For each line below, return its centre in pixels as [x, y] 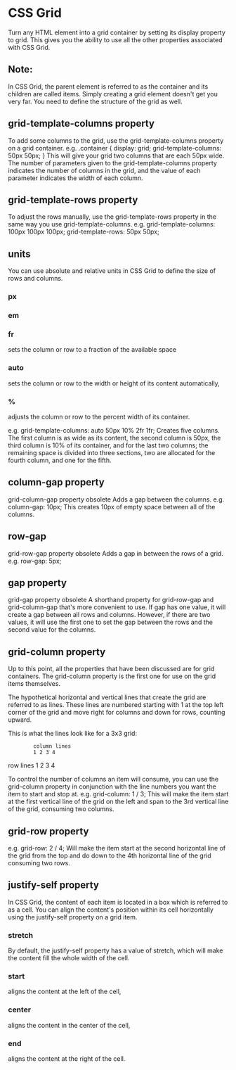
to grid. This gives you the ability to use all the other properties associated [116, 39]
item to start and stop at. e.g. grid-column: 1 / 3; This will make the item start [118, 794]
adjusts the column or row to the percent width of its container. [99, 416]
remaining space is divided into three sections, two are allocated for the [112, 452]
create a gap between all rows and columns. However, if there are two [109, 615]
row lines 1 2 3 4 [32, 765]
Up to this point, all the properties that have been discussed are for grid [111, 669]
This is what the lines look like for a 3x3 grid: [73, 734]
